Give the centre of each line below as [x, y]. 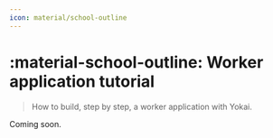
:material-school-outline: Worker [136, 62]
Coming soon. [35, 124]
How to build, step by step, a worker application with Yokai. [142, 106]
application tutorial [82, 81]
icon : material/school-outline [68, 18]
